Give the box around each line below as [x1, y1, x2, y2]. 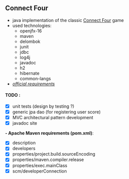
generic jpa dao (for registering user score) [12, 109, 101, 115]
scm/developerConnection [12, 168, 67, 174]
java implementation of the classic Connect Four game [12, 17, 124, 23]
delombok [19, 38, 41, 44]
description [12, 140, 36, 146]
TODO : [5, 92, 21, 98]
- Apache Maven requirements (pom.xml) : [5, 130, 94, 136]
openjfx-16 [19, 27, 42, 34]
